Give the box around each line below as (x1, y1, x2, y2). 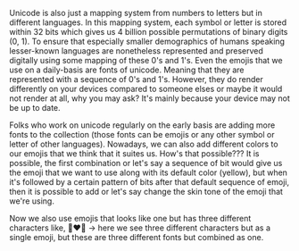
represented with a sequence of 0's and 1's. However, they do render (9, 74, 263, 84)
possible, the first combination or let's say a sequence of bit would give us (9, 158, 283, 168)
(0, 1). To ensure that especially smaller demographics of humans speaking (9, 36, 286, 46)
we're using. (9, 196, 55, 206)
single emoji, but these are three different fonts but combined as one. (9, 232, 264, 242)
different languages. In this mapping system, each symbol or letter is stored (9, 17, 287, 28)
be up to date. (9, 103, 61, 113)
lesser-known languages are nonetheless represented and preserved (9, 46, 263, 56)
